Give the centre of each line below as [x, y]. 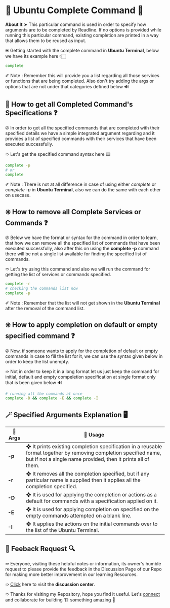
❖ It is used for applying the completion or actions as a [91, 495]
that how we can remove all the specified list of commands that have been [83, 243]
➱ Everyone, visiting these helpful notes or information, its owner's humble [83, 563]
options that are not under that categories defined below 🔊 [67, 86]
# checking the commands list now [42, 288]
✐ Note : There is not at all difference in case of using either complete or [81, 184]
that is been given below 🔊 [34, 382]
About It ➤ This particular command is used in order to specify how [76, 24]
